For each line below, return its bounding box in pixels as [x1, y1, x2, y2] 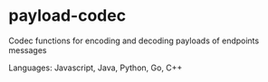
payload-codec [8, 5, 127, 26]
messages [8, 44, 47, 55]
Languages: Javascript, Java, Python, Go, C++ [8, 62, 183, 73]
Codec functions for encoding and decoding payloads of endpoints [8, 35, 260, 46]
